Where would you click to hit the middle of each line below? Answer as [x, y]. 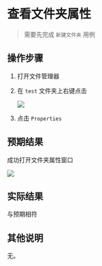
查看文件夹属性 [49, 14]
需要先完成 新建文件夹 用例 [60, 34]
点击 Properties [39, 118]
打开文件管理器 [38, 76]
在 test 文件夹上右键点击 [52, 91]
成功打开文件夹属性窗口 [40, 159]
